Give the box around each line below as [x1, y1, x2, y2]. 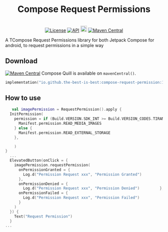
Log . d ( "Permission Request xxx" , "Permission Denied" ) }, [23, 186, 164, 191]
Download [5, 57, 37, 66]
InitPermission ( [9, 112, 43, 117]
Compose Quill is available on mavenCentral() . [41, 70, 136, 76]
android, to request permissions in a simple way [5, 42, 104, 48]
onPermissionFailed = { [18, 190, 68, 196]
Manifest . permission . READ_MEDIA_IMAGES [18, 121, 101, 126]
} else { [14, 125, 32, 131]
